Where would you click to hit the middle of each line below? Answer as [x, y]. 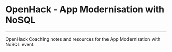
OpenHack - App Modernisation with [85, 9]
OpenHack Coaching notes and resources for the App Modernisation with [83, 39]
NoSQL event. [20, 44]
